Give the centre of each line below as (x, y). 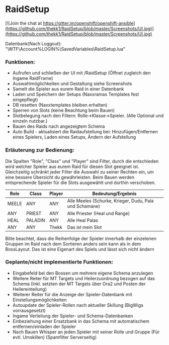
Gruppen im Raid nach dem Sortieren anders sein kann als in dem (73, 244)
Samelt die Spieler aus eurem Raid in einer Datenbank (68, 89)
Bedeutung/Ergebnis (114, 194)
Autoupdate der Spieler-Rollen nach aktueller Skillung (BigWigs (78, 305)
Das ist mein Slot (84, 227)
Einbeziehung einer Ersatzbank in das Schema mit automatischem (81, 321)
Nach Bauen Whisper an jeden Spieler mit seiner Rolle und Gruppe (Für (86, 332)
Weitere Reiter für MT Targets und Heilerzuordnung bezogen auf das (83, 278)
